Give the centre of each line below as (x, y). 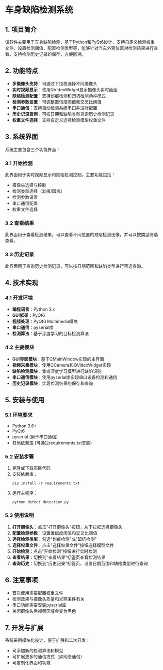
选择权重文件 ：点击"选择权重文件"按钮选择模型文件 (63, 545)
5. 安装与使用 (25, 400)
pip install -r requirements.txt (46, 483)
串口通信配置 (25, 203)
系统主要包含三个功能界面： (33, 149)
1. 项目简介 (21, 29)
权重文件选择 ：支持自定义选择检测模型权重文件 (59, 120)
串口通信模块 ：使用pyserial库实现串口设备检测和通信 (65, 377)
